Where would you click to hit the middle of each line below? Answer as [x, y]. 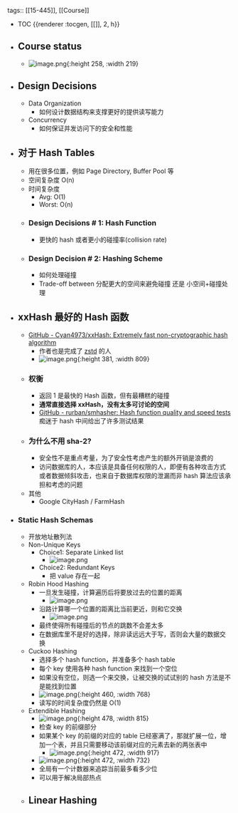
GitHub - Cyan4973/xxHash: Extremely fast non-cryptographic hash [128, 335]
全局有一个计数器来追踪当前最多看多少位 [98, 768]
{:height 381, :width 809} [113, 358]
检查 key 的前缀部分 [68, 727]
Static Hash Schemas [55, 520]
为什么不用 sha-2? [60, 441]
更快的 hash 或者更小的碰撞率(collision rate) [103, 239]
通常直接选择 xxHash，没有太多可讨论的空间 [104, 405]
